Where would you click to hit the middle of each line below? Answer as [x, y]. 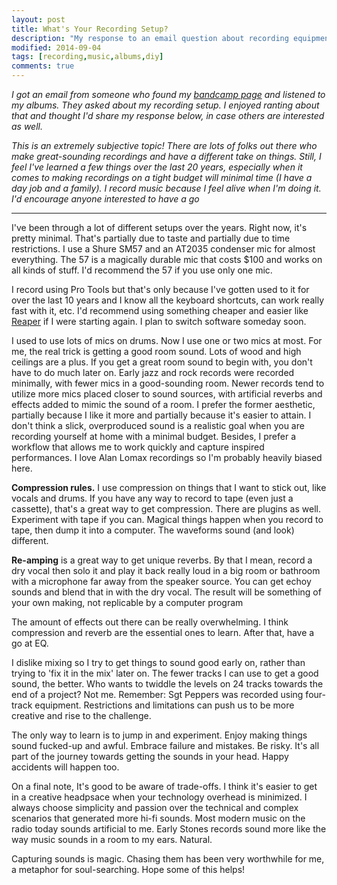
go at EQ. [30, 643]
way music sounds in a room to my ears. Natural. [112, 839]
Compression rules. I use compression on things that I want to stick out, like [169, 487]
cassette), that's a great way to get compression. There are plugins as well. [166, 509]
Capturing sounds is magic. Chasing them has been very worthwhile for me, [168, 859]
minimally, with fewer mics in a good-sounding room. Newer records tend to [168, 383]
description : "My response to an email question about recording [150, 38]
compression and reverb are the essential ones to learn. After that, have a [163, 632]
